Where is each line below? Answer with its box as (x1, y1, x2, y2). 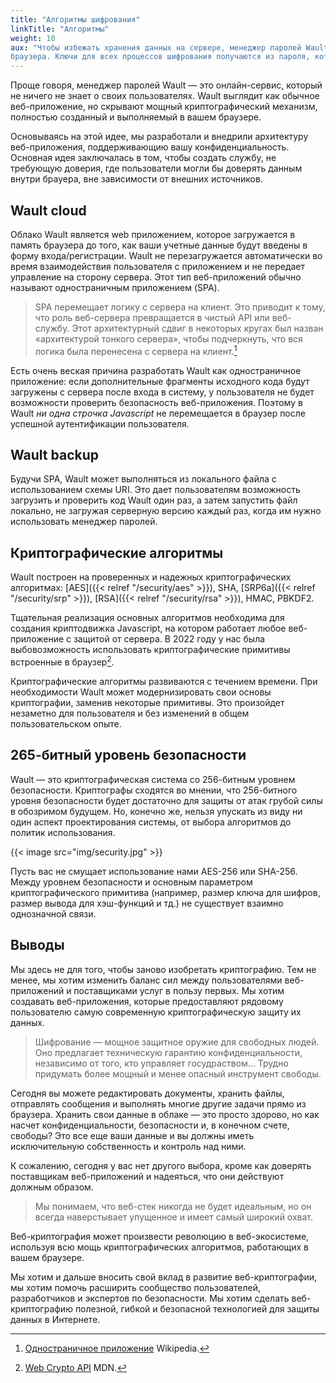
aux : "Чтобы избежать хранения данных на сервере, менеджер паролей (10, 42, 302, 53)
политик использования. (10, 826, 116, 838)
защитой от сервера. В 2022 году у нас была (73, 633, 266, 645)
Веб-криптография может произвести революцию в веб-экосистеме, (10, 1230, 310, 1242)
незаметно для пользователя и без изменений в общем (10, 707, 250, 719)
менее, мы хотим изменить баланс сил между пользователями (10, 974, 283, 986)
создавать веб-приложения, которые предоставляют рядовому (10, 995, 284, 1007)
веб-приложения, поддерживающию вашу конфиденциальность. (10, 141, 290, 153)
